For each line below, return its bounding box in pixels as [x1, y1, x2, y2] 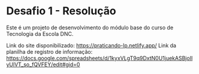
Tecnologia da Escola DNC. [6, 30, 74, 37]
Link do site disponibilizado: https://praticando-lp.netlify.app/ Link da [6, 42, 177, 49]
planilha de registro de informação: [6, 48, 93, 55]
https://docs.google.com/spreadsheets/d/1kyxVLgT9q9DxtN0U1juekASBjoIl [6, 54, 193, 61]
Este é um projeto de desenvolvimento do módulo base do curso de [6, 24, 174, 31]
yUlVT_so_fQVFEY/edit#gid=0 [6, 61, 80, 68]
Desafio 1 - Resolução [6, 4, 116, 18]
